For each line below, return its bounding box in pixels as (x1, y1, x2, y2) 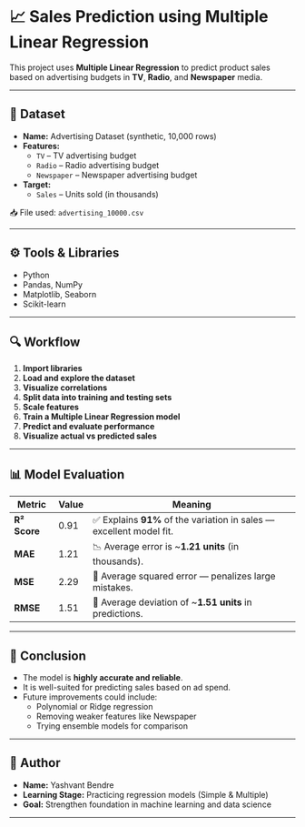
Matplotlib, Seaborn (22, 288, 97, 299)
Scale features (22, 401, 80, 413)
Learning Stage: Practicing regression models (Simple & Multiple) (22, 789, 270, 800)
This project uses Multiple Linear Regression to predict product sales (9, 62, 271, 73)
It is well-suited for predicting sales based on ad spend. (22, 682, 231, 692)
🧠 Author (9, 755, 61, 771)
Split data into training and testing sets (22, 392, 172, 403)
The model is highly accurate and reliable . (22, 672, 183, 682)
